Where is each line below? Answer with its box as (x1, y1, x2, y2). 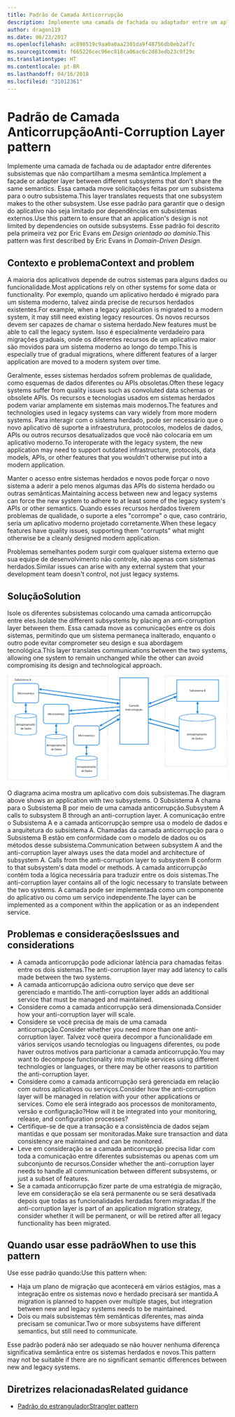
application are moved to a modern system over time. (7, 358, 161, 366)
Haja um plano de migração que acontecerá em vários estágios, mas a (17, 1282, 221, 1291)
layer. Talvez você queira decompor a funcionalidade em (49, 1032, 213, 1041)
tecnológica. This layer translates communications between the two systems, (7, 646, 228, 655)
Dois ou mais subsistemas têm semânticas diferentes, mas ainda (17, 1312, 204, 1321)
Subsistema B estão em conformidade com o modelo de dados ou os (7, 833, 206, 841)
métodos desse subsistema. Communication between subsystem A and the (7, 841, 222, 849)
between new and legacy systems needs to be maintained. (17, 1305, 187, 1313)
